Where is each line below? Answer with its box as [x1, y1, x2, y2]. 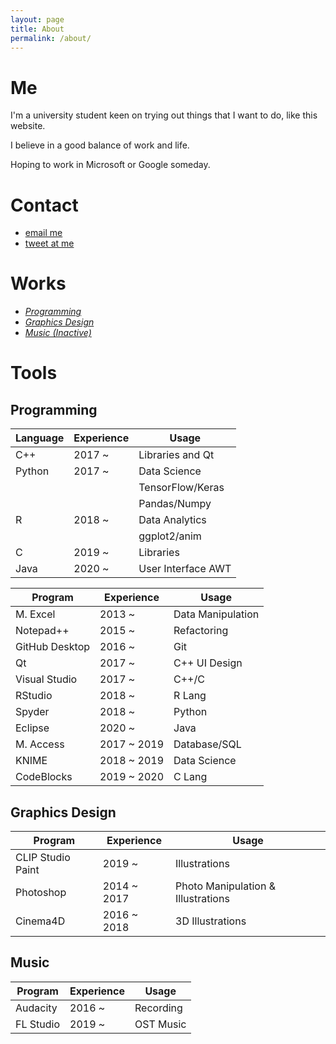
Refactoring [173, 624, 229, 638]
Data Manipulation [173, 607, 260, 621]
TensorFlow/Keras [138, 481, 225, 495]
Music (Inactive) [24, 327, 92, 339]
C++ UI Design [173, 656, 243, 670]
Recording [134, 1001, 183, 1015]
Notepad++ [15, 624, 70, 638]
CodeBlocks [15, 770, 73, 784]
